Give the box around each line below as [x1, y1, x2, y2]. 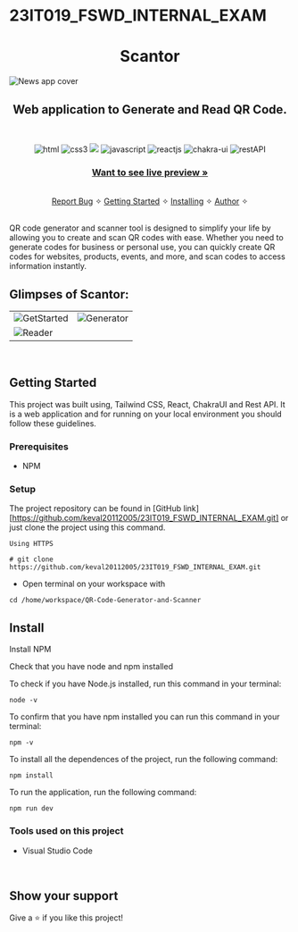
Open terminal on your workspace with [21, 578, 166, 590]
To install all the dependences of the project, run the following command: [9, 754, 278, 765]
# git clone [9, 555, 54, 564]
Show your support [9, 888, 119, 903]
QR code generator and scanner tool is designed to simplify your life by [9, 223, 271, 233]
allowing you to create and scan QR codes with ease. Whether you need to [9, 232, 284, 243]
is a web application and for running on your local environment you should [9, 408, 283, 419]
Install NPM [9, 644, 52, 655]
